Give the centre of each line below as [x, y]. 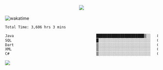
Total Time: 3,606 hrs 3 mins [36, 27]
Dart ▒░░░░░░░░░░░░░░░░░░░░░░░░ [78, 45]
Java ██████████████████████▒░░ [78, 36]
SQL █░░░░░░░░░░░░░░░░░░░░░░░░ [78, 40]
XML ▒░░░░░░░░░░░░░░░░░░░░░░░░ [78, 49]
